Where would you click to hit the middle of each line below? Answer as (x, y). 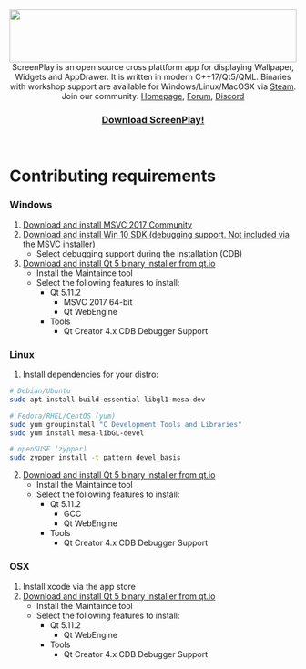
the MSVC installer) (59, 244)
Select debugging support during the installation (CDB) (139, 253)
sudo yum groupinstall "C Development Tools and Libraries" (126, 424)
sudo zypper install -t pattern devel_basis (95, 458)
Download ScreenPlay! (153, 119)
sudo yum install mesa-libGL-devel (77, 433)
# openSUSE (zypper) (49, 450)
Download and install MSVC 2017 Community (107, 224)
